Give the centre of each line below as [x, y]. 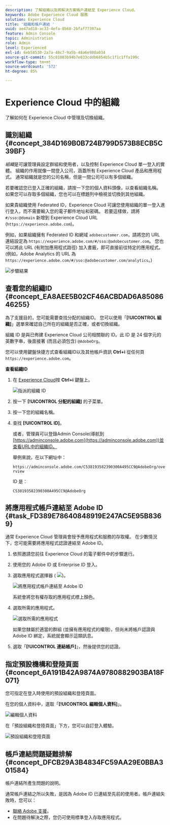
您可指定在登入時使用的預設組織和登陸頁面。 [52, 693]
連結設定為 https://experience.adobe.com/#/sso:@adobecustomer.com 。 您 [82, 241]
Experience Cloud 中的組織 [62, 103]
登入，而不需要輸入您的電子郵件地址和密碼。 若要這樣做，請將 [75, 211]
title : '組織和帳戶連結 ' [30, 24]
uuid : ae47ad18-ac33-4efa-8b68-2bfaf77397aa [53, 29]
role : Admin [18, 43]
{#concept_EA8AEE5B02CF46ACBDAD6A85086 [84, 297]
